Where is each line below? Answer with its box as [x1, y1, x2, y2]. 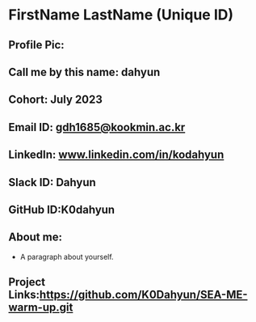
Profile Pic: [8, 38, 65, 52]
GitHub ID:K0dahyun [8, 202, 115, 216]
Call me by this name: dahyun [8, 65, 161, 78]
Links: [8, 288, 40, 302]
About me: [8, 231, 63, 244]
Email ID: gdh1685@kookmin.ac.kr [8, 120, 186, 134]
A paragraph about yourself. [19, 252, 115, 261]
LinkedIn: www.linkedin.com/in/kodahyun [8, 148, 225, 162]
